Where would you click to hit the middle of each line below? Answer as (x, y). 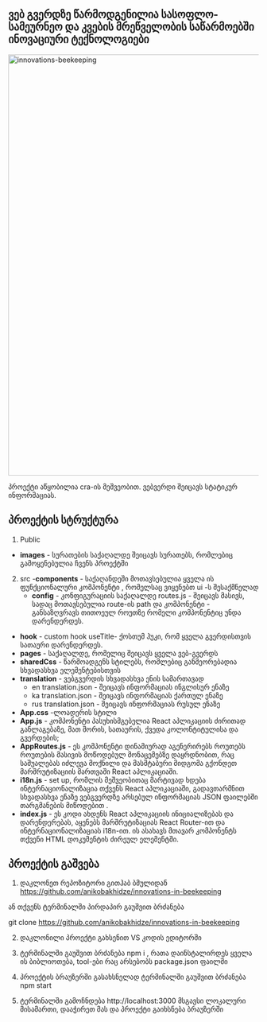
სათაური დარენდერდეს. (61, 644)
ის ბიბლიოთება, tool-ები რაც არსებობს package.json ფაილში (124, 962)
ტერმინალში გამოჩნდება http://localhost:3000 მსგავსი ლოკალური (133, 1001)
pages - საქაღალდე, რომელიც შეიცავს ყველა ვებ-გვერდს (119, 653)
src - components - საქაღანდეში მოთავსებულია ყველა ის (117, 578)
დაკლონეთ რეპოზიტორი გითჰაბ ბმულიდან (93, 883)
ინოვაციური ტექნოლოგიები (79, 39)
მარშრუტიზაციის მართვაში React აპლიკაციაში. (99, 771)
